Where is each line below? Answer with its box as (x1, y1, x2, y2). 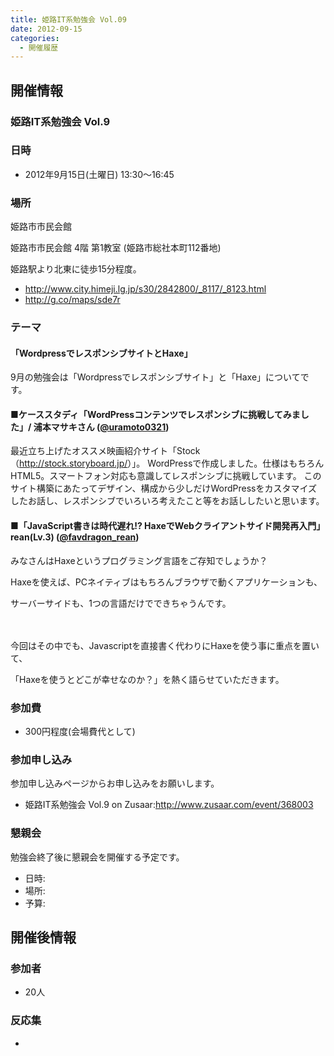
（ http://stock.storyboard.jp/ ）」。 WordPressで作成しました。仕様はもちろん (10, 457, 325, 470)
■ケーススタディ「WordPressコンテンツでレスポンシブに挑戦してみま (10, 408, 301, 420)
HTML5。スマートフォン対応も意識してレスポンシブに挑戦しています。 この (10, 470, 322, 482)
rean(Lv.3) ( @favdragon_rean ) (10, 531, 140, 543)
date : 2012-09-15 (10, 24, 83, 34)
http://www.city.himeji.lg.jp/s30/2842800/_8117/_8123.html (24, 283, 267, 295)
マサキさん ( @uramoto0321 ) (50, 421, 170, 433)
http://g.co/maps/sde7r (24, 294, 121, 306)
